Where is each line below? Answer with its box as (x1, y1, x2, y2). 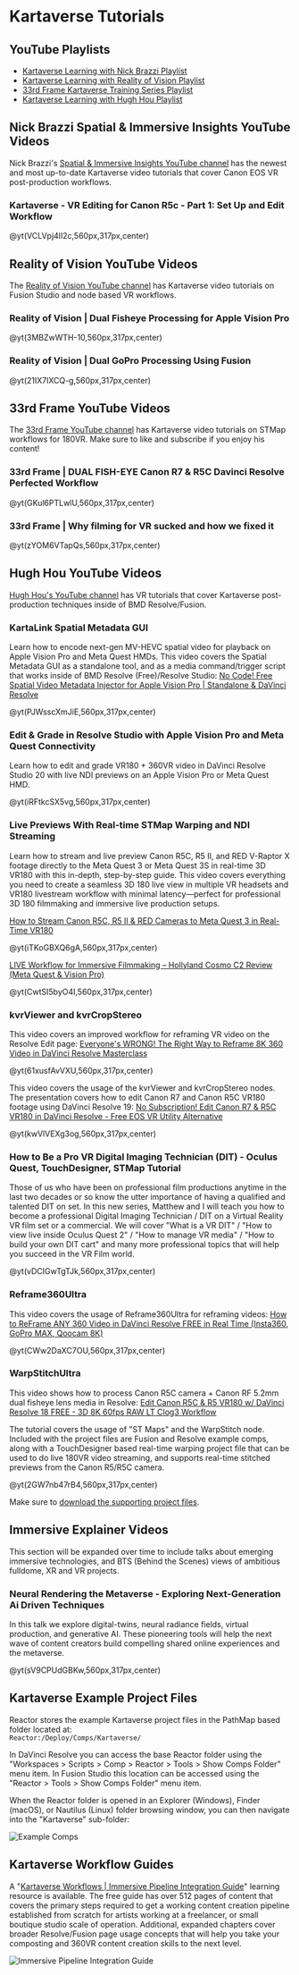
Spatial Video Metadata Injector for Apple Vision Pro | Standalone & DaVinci (9, 679, 287, 690)
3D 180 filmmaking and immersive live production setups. (9, 898, 220, 908)
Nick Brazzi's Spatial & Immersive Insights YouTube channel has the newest (9, 157, 287, 168)
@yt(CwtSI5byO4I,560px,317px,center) (9, 986, 154, 997)
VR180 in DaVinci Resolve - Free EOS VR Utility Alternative (9, 1110, 223, 1121)
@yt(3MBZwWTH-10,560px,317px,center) (9, 333, 162, 343)
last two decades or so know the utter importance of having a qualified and (9, 1192, 286, 1203)
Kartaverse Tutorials (9, 6, 165, 27)
